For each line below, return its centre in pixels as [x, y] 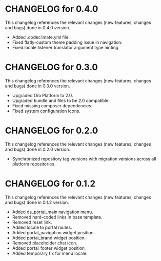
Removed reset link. [32, 222]
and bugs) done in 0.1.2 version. [37, 202]
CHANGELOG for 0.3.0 [51, 67]
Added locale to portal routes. [42, 227]
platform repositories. [34, 164]
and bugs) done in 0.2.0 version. [38, 149]
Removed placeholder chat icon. [45, 243]
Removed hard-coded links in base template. [57, 217]
